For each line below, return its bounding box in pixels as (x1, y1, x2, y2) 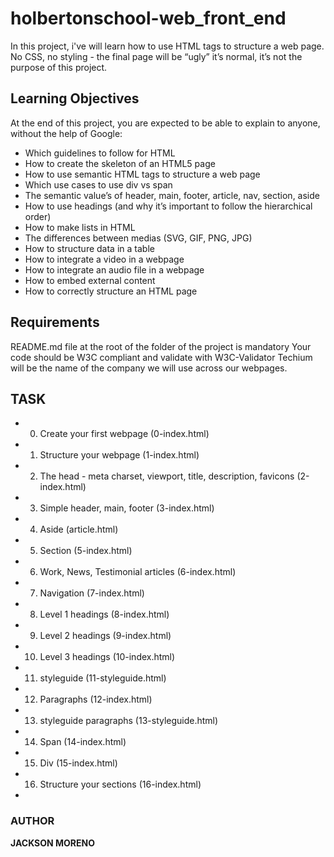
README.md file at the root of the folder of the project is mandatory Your (10, 340, 312, 352)
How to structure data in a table (24, 242, 155, 254)
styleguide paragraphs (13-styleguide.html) (39, 715, 219, 727)
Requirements (10, 314, 100, 331)
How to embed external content (24, 274, 156, 286)
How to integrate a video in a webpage (24, 253, 185, 265)
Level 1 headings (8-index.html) (39, 608, 170, 621)
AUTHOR (10, 814, 55, 828)
